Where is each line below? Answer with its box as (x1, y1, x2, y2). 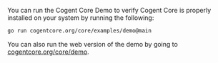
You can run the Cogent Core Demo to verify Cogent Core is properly (7, 6, 212, 14)
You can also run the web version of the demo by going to (7, 40, 179, 48)
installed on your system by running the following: (7, 13, 154, 22)
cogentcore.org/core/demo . (7, 47, 89, 56)
